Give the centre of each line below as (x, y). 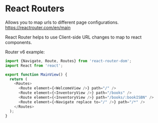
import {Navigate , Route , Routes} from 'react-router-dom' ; (69, 61)
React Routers (35, 9)
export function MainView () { (36, 75)
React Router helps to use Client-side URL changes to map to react (74, 37)
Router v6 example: (25, 52)
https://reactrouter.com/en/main (38, 27)
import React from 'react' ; (34, 65)
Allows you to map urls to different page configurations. (62, 22)
